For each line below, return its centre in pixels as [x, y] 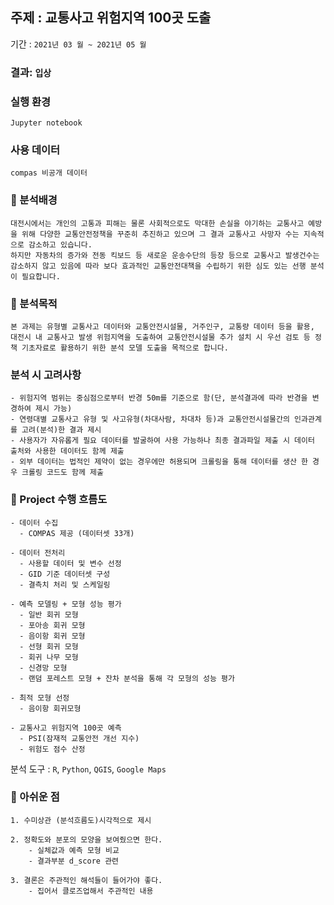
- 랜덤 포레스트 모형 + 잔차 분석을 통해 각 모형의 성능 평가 [127, 678]
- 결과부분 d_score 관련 [74, 861]
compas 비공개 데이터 [49, 173]
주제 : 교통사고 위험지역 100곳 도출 [111, 18]
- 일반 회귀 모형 [49, 614]
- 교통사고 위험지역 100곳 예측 [66, 728]
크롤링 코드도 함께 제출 [62, 473]
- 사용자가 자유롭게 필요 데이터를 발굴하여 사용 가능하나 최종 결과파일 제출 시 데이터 [162, 441]
